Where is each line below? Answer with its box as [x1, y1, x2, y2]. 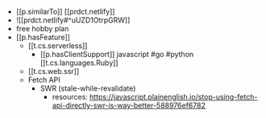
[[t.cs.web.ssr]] [27, 67, 80, 75]
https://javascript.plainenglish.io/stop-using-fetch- [89, 92, 258, 101]
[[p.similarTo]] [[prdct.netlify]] [15, 7, 115, 16]
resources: [52, 92, 89, 101]
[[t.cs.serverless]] [27, 41, 88, 51]
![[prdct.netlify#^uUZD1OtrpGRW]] [15, 15, 131, 25]
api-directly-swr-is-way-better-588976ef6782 [52, 100, 206, 110]
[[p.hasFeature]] [15, 32, 71, 42]
